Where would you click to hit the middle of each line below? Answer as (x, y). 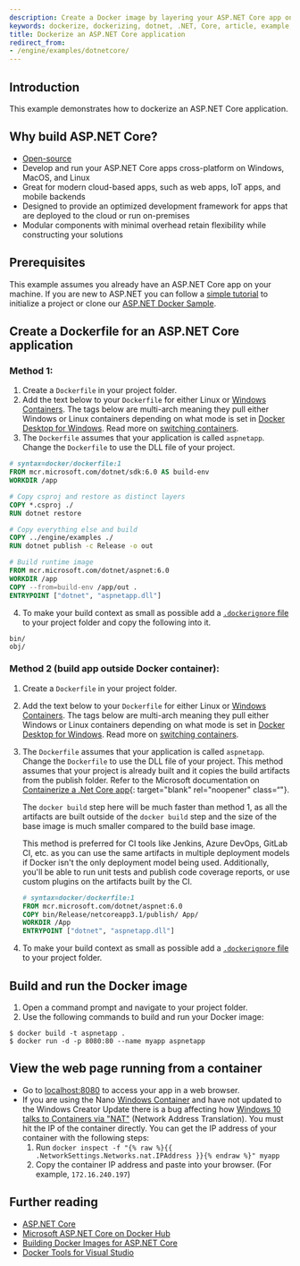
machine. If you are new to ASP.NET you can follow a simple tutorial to (139, 294)
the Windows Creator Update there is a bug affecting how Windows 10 (151, 1109)
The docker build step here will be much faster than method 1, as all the (154, 807)
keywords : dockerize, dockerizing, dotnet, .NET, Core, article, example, (151, 26)
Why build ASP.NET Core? (83, 137)
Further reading (54, 1202)
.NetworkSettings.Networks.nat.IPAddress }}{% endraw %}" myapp (158, 1156)
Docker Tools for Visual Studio (78, 1252)
